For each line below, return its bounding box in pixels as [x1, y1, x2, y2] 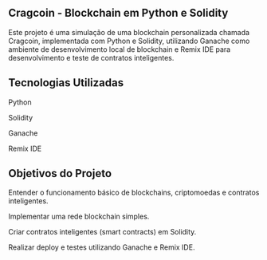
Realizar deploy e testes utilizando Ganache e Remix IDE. [8, 242, 195, 252]
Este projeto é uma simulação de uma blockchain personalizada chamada [8, 27, 249, 37]
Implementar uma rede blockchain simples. [8, 211, 150, 222]
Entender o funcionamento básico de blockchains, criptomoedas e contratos [8, 187, 260, 198]
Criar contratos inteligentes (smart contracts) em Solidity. [8, 227, 197, 237]
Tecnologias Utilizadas [8, 76, 124, 90]
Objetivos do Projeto [8, 167, 112, 180]
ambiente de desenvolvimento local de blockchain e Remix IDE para [8, 44, 231, 54]
